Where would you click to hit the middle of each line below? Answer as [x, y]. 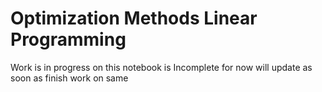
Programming [68, 39]
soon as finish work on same [69, 78]
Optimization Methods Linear [134, 18]
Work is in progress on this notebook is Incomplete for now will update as [161, 67]
